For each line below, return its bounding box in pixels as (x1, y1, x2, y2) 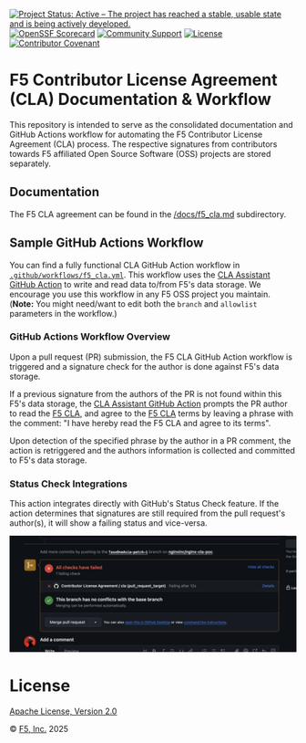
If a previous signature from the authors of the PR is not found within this (9, 388, 282, 399)
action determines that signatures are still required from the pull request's (9, 508, 286, 519)
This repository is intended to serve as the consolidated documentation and (9, 119, 293, 130)
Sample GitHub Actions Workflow (9, 235, 204, 251)
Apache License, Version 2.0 (9, 706, 117, 717)
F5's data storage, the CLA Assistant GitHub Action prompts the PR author (9, 398, 289, 409)
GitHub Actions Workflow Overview (9, 330, 171, 343)
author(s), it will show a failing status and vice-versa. (9, 518, 208, 528)
